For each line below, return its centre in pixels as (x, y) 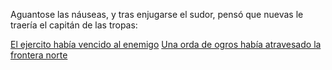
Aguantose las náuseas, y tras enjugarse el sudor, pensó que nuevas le (157, 14)
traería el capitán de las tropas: (74, 25)
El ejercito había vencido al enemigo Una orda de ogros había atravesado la (166, 44)
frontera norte (39, 55)
